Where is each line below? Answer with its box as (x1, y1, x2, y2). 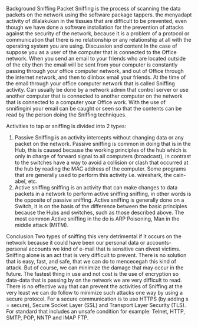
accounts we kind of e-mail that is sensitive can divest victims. (28, 245, 181, 252)
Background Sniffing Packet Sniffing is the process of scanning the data (6, 5, 181, 12)
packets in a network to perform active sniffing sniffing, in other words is (14, 191, 192, 197)
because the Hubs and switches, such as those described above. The (14, 209, 184, 216)
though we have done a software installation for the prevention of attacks (6, 24, 184, 31)
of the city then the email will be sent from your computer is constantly (6, 61, 178, 68)
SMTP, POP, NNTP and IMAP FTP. (6, 314, 89, 321)
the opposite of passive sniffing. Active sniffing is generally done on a (14, 196, 184, 203)
